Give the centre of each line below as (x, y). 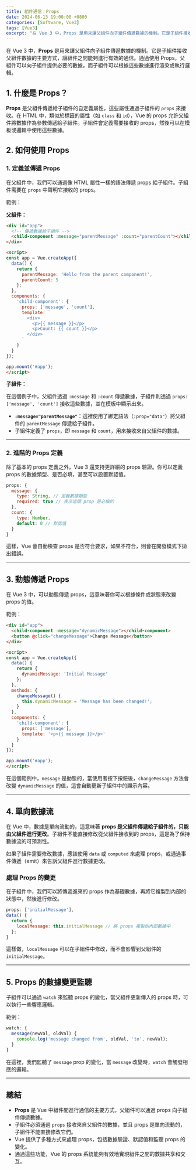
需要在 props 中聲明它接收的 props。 (55, 190)
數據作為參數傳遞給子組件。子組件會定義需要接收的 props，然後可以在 (100, 122)
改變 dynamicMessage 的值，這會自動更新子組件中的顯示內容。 (80, 786)
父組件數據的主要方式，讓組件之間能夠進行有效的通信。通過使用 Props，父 (96, 58)
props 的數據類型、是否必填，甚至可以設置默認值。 (67, 474)
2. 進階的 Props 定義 (34, 453)
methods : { (24, 690)
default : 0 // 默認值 (41, 523)
